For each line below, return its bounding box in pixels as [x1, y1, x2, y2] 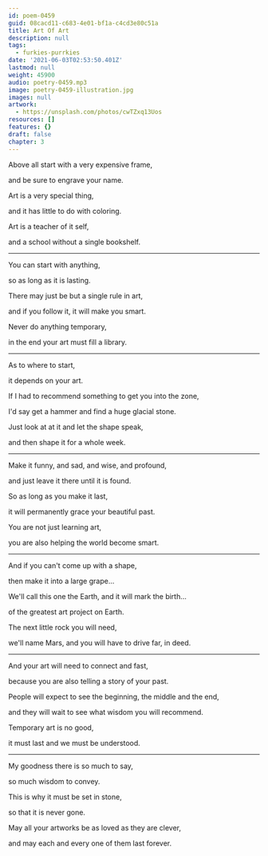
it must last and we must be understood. [8, 738, 141, 748]
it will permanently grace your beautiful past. [8, 507, 156, 516]
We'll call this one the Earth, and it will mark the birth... [8, 591, 187, 601]
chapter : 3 [8, 137, 45, 146]
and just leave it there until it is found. [8, 475, 132, 485]
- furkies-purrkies [15, 49, 81, 57]
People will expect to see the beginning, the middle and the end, [8, 692, 219, 701]
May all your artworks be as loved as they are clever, [8, 822, 182, 832]
